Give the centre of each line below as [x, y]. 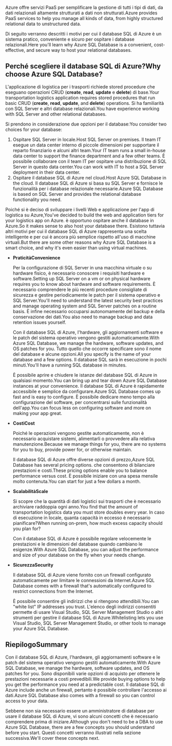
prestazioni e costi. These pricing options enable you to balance [80, 470]
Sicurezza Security [33, 565]
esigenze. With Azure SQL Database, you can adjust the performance [86, 549]
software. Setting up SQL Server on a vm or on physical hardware [81, 278]
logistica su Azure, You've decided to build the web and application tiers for [85, 215]
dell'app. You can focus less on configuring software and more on [82, 408]
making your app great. [37, 413]
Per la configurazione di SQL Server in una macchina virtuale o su [82, 267]
